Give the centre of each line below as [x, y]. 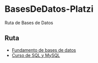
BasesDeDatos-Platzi [49, 9]
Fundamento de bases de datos [44, 50]
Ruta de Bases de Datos [29, 23]
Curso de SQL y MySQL [36, 55]
